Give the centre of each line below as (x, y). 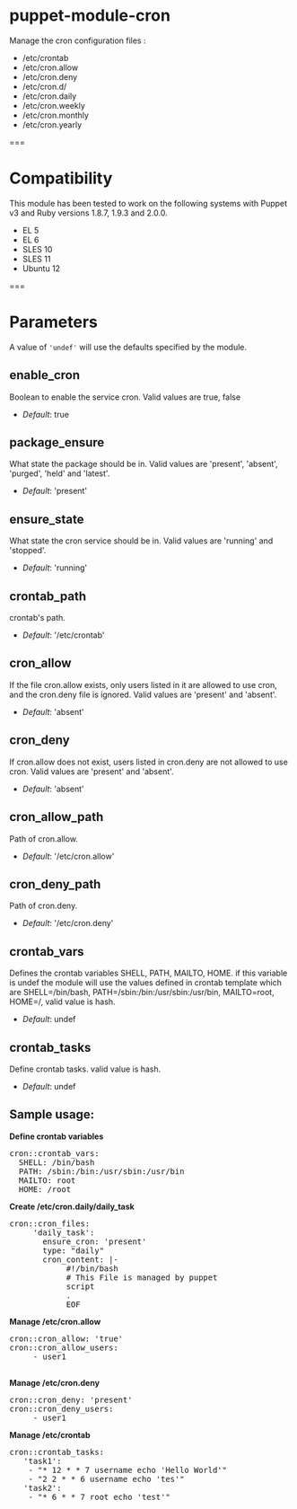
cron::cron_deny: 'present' (71, 1399)
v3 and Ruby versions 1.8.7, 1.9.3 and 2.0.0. (88, 213)
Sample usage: (52, 1115)
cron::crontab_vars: (55, 1153)
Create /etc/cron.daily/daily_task (72, 1206)
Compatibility (61, 178)
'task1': (43, 1461)
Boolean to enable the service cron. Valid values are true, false (125, 397)
